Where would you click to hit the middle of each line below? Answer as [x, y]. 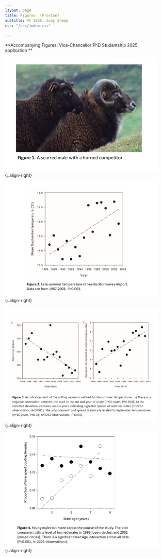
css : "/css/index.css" [28, 26]
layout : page [18, 10]
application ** [19, 51]
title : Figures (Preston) [32, 15]
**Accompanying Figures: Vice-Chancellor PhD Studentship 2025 [71, 45]
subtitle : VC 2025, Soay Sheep [37, 20]
